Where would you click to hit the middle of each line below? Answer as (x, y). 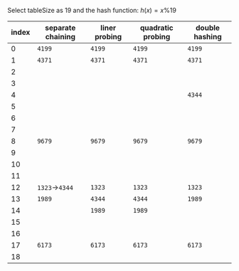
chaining (60, 37)
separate (60, 28)
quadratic (156, 28)
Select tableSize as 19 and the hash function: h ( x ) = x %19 (92, 10)
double (208, 28)
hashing (208, 37)
